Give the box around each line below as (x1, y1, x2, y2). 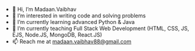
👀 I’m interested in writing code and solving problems (12, 12, 146, 19)
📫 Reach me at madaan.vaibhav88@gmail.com (12, 38, 132, 45)
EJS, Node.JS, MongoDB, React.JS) (12, 31, 102, 38)
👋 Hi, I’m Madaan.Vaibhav (12, 6, 77, 13)
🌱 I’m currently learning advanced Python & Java (12, 19, 135, 25)
